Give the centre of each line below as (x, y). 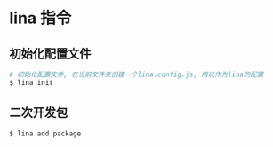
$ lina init (31, 82)
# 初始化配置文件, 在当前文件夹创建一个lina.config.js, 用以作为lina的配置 (136, 74)
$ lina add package (45, 134)
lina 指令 (40, 18)
